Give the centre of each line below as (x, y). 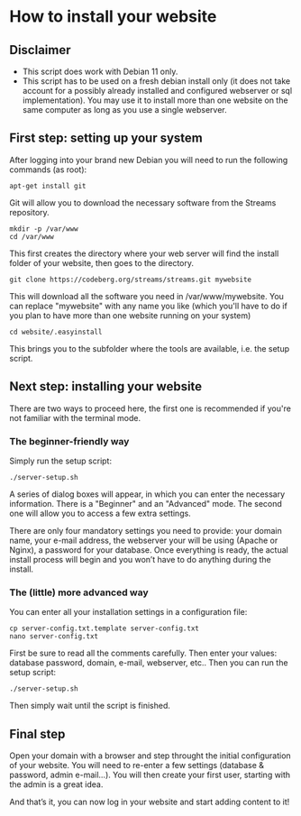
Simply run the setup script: (61, 461)
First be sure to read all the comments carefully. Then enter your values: (143, 653)
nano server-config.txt (54, 637)
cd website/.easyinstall (56, 332)
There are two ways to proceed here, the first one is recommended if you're (150, 408)
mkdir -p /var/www (44, 229)
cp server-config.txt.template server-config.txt (105, 628)
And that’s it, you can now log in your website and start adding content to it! (150, 802)
